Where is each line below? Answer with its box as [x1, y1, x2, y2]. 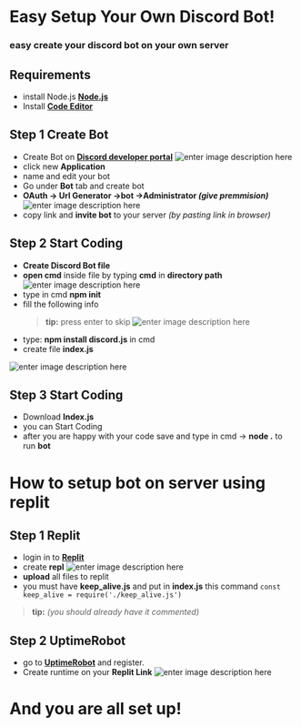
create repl [22, 561, 65, 572]
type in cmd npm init [22, 288, 102, 299]
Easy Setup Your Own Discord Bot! [9, 6, 276, 27]
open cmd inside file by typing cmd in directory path [22, 269, 223, 280]
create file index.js [22, 343, 94, 354]
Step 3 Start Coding [9, 387, 124, 402]
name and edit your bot [22, 170, 111, 181]
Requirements [9, 66, 91, 83]
